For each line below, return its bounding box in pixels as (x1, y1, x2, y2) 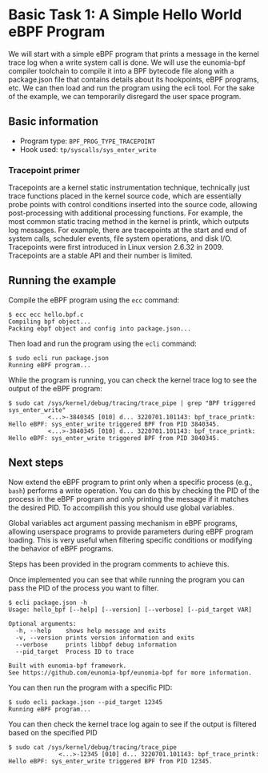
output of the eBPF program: (8, 383, 102, 393)
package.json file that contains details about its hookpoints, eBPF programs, (8, 74, 259, 84)
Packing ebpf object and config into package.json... (8, 324, 192, 333)
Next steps (8, 456, 64, 470)
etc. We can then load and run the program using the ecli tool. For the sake (8, 82, 255, 93)
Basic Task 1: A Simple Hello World (8, 6, 242, 24)
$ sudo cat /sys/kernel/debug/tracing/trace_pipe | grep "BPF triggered (8, 399, 256, 407)
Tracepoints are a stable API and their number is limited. (8, 250, 194, 261)
